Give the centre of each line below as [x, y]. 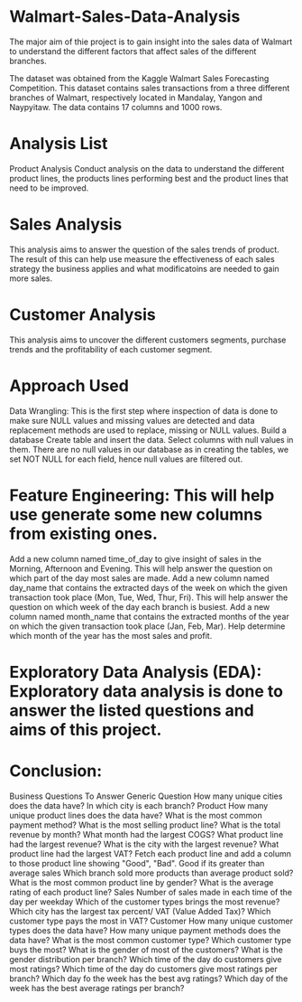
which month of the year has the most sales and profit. [111, 635]
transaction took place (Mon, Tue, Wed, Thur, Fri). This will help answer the [149, 597]
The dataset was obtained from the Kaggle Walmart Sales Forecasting [139, 78]
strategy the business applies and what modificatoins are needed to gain [144, 268]
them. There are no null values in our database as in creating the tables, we [149, 449]
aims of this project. [86, 730]
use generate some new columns [136, 515]
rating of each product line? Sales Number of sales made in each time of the [151, 892]
